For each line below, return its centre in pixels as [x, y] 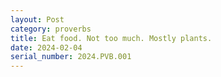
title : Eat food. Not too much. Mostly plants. [111, 38]
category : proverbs [51, 29]
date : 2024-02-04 [46, 47]
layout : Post [37, 19]
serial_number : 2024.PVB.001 [71, 57]
